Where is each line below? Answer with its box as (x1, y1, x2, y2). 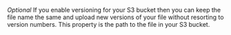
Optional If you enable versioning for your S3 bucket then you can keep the (7, 6, 221, 14)
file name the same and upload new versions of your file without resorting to (7, 13, 224, 21)
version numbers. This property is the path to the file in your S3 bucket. (7, 21, 210, 28)
